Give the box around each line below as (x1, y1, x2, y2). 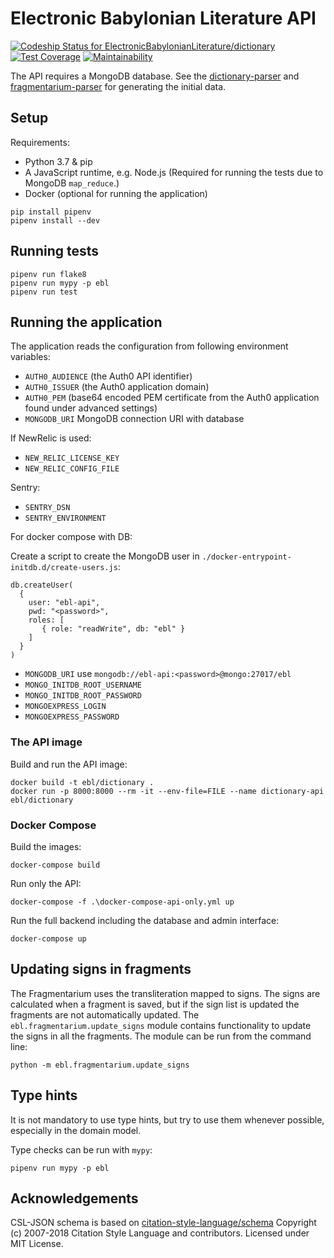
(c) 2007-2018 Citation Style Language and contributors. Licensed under (10, 1227, 310, 1239)
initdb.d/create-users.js (10, 563, 118, 573)
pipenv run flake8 (10, 269, 87, 279)
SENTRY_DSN (24, 503, 71, 513)
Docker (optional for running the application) (24, 187, 208, 199)
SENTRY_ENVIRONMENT (24, 513, 107, 524)
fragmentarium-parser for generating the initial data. (10, 80, 227, 92)
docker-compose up (10, 933, 87, 944)
